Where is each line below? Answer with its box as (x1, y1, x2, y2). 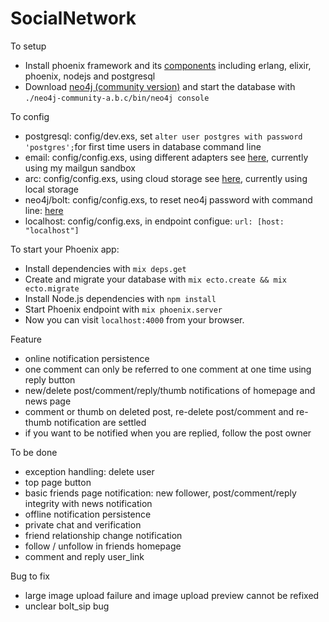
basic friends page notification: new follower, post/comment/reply (24, 487, 297, 499)
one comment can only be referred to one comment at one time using (24, 363, 312, 375)
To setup (10, 40, 47, 52)
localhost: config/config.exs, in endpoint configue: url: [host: (24, 215, 285, 227)
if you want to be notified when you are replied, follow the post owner (24, 427, 312, 439)
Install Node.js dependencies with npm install (24, 292, 217, 304)
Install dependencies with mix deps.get (24, 262, 187, 274)
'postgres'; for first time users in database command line (24, 140, 262, 152)
